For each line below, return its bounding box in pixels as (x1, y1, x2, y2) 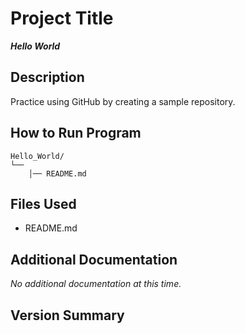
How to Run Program (10, 125, 142, 142)
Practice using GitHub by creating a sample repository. (10, 95, 236, 107)
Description (10, 69, 85, 86)
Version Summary (10, 307, 125, 324)
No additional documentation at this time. (10, 278, 182, 290)
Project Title (10, 7, 114, 30)
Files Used (10, 195, 77, 212)
